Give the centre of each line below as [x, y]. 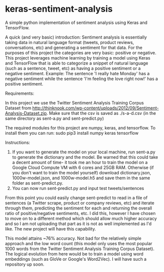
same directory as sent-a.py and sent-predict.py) [54, 118]
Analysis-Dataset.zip [26, 113]
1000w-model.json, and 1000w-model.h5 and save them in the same [81, 178]
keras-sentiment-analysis [59, 9]
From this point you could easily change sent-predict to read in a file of [76, 198]
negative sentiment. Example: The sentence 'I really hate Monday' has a [77, 73]
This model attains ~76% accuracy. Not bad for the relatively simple [73, 238]
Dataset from [18, 108]
